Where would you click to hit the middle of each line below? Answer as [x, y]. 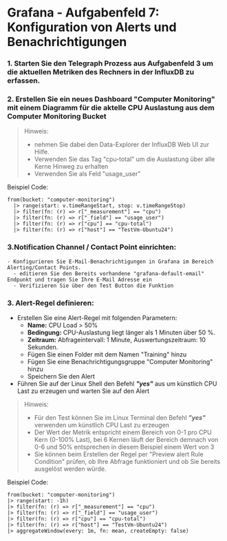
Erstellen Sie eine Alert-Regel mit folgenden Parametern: [97, 318]
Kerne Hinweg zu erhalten [71, 167]
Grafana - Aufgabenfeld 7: [83, 13]
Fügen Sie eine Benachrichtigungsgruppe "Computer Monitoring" [120, 362]
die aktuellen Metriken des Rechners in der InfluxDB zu [101, 72]
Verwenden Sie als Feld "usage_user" [87, 174]
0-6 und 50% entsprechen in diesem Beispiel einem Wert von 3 [124, 447]
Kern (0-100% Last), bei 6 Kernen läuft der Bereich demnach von [126, 439]
